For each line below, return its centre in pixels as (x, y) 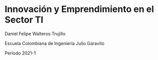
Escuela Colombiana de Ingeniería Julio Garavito (54, 43)
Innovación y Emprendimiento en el (79, 9)
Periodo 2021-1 (20, 53)
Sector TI (24, 20)
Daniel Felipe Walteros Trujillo (35, 33)
